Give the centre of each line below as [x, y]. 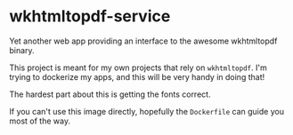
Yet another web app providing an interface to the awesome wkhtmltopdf [143, 41]
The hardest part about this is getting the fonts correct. [110, 94]
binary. [22, 50]
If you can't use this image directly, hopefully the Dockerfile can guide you [147, 111]
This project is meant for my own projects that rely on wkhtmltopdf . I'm [138, 67]
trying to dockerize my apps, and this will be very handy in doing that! [137, 76]
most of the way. [40, 121]
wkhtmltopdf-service [90, 16]
